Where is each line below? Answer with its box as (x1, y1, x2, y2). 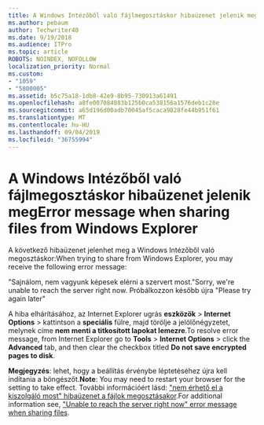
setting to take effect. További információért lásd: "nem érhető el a (8, 383, 224, 393)
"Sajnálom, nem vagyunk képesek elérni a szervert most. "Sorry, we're (8, 277, 235, 287)
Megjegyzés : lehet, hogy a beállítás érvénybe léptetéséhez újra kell (8, 366, 228, 376)
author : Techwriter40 (8, 26, 79, 34)
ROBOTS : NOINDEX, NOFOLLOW (8, 56, 97, 64)
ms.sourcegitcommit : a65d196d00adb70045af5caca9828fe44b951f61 (8, 107, 220, 115)
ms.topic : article (8, 48, 68, 56)
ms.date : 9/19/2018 (8, 33, 72, 42)
